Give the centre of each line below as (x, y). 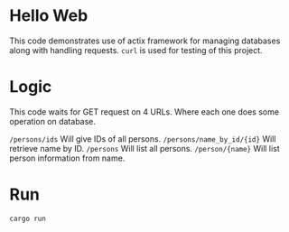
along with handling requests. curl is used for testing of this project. (136, 50)
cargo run (28, 218)
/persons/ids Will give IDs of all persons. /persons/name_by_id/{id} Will (143, 139)
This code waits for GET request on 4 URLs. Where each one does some (144, 111)
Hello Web (49, 16)
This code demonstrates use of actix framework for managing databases (145, 41)
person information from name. (67, 158)
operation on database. (53, 121)
